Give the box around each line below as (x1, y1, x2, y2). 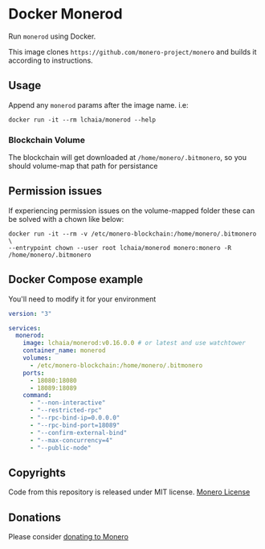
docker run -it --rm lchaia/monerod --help (8, 116, 157, 124)
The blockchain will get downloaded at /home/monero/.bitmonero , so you (8, 153, 247, 162)
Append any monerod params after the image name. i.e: (8, 100, 189, 109)
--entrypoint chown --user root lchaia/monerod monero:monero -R (8, 244, 231, 252)
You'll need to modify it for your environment (8, 294, 157, 304)
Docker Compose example (8, 272, 144, 286)
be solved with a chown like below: (8, 214, 124, 223)
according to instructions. (8, 55, 94, 65)
